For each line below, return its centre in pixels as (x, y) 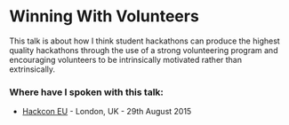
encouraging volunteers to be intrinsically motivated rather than (126, 59)
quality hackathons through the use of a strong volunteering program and (144, 50)
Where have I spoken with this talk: (87, 92)
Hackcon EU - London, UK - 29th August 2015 (107, 112)
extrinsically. (32, 69)
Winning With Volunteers (104, 16)
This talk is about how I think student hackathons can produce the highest (144, 41)
